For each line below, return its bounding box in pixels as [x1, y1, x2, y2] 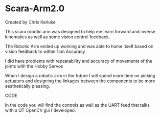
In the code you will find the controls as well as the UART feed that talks [5, 102, 150, 108]
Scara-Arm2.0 [5, 3, 65, 14]
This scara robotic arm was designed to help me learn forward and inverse [5, 28, 156, 34]
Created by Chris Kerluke [5, 19, 56, 25]
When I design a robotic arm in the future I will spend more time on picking [5, 72, 156, 78]
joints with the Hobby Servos [5, 63, 64, 69]
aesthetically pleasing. [5, 83, 50, 89]
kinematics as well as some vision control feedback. [5, 34, 110, 40]
